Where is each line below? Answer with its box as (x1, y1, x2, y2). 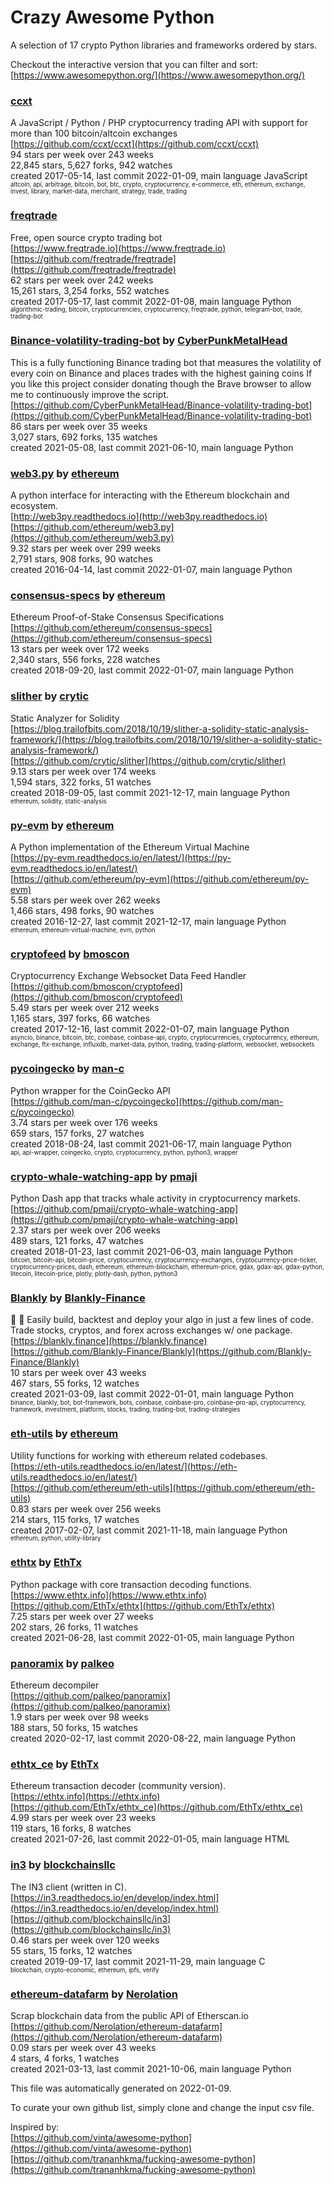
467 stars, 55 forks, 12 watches (10, 1377, 140, 1390)
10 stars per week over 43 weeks (10, 1367, 147, 1379)
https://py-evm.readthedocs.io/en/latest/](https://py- (13, 852, 232, 864)
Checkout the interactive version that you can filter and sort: (10, 58, 258, 70)
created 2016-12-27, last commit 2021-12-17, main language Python (10, 916, 287, 928)
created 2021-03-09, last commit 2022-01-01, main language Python (10, 1388, 294, 1400)
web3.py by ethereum (10, 466, 120, 480)
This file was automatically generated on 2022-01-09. (10, 2082, 232, 2094)
